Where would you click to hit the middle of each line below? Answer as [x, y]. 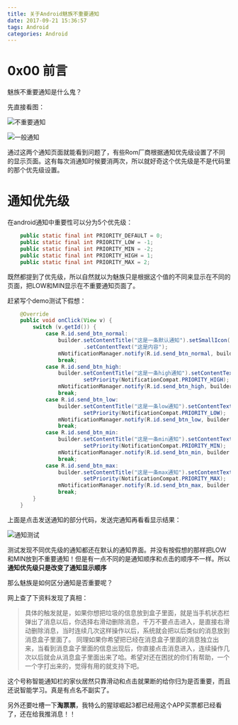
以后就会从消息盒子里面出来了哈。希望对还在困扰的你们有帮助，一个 [130, 657]
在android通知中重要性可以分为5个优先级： [70, 222]
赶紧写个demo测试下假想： [47, 300]
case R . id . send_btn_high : [83, 367]
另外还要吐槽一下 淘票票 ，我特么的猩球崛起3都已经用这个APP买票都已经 [112, 705]
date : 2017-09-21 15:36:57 [47, 21]
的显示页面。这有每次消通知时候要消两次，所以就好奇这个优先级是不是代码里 [119, 161]
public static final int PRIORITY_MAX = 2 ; [85, 262]
